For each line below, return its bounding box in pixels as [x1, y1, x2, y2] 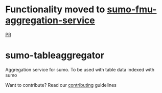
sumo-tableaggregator [5, 50, 105, 61]
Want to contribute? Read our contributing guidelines [5, 82, 117, 88]
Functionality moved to [5, 4, 105, 15]
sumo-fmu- [107, 4, 157, 15]
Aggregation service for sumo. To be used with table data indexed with [5, 66, 155, 72]
